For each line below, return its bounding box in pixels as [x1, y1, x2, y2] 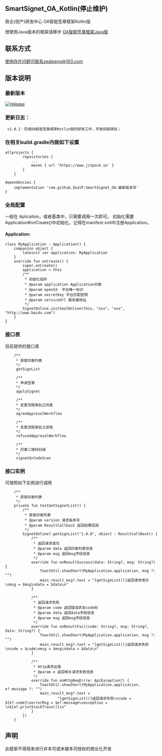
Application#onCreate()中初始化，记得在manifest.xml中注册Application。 [5, 220, 152, 226]
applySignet [16, 389, 40, 394]
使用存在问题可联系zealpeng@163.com [5, 58, 83, 64]
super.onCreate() [22, 263, 57, 268]
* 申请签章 [16, 380, 35, 385]
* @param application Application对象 [24, 282, 102, 287]
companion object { [14, 246, 54, 251]
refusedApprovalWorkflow [16, 433, 67, 438]
